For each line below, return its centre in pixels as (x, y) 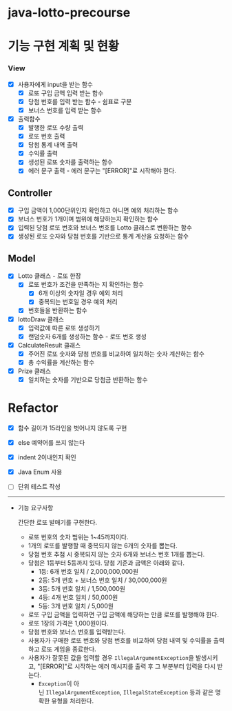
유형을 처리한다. (73, 701)
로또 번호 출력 (46, 137)
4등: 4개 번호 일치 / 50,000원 (78, 597)
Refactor (33, 408)
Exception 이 (55, 683)
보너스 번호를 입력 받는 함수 (65, 110)
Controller (30, 193)
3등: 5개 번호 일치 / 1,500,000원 (82, 589)
